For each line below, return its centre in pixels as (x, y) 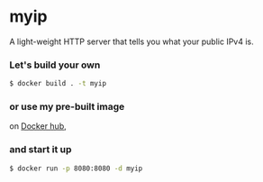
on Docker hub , (38, 126)
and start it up (41, 150)
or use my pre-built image (67, 107)
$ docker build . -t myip (58, 84)
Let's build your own (55, 65)
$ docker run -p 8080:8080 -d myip (76, 168)
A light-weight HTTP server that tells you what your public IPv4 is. (131, 41)
